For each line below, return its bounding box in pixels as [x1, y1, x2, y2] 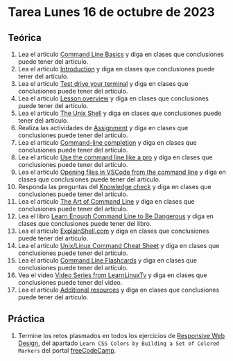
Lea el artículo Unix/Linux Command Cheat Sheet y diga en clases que [17, 242, 220, 249]
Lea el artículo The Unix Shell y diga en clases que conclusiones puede [17, 109, 222, 117]
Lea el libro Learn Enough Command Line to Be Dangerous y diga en [17, 212, 214, 220]
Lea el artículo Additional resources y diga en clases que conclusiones [17, 285, 220, 294]
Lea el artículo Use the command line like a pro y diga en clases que [17, 153, 213, 161]
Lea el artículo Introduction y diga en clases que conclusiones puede [17, 65, 215, 73]
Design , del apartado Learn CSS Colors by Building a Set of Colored [17, 339, 220, 347]
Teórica [8, 32, 42, 44]
